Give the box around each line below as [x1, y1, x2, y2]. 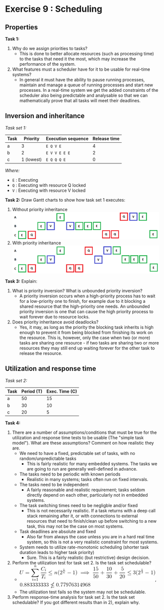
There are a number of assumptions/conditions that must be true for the [12, 429, 157, 435]
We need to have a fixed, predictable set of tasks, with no [19, 451, 135, 456]
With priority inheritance [12, 239, 61, 246]
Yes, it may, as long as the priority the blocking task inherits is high [19, 324, 154, 330]
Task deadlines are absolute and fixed [19, 529, 96, 534]
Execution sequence [46, 136, 89, 142]
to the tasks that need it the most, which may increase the [19, 56, 136, 62]
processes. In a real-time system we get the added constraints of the [19, 87, 159, 93]
